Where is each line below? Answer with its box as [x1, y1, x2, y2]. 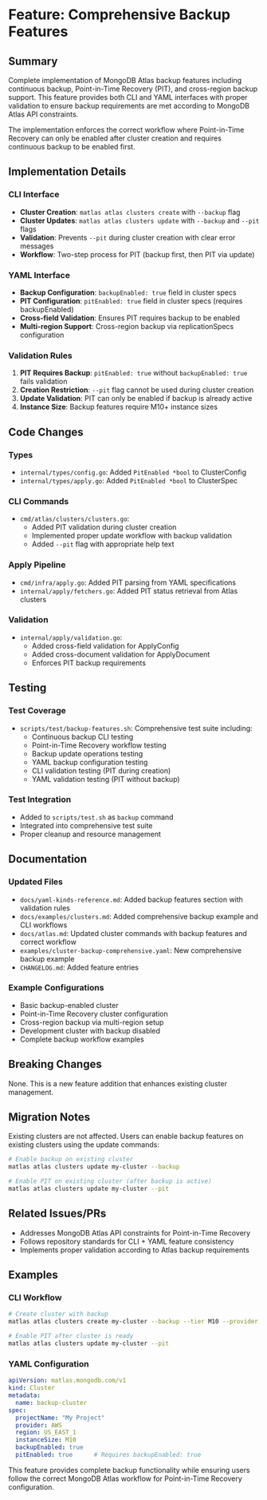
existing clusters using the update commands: [8, 1140, 159, 1149]
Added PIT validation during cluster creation [31, 522, 177, 532]
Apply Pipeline [8, 559, 66, 570]
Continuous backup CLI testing [31, 732, 134, 741]
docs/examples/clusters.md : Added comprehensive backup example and [19, 911, 259, 921]
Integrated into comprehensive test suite [19, 820, 153, 830]
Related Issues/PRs [8, 1207, 107, 1220]
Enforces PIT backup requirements [31, 657, 146, 668]
